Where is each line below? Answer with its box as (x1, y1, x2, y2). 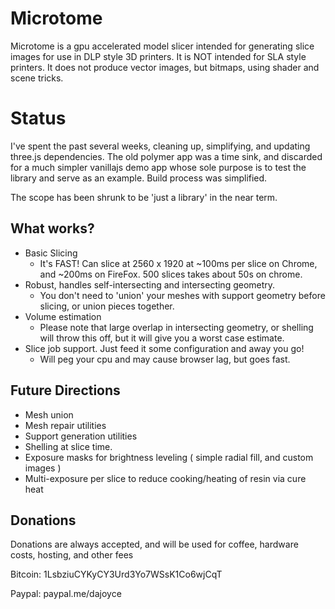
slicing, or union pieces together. (39, 300, 175, 312)
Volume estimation (24, 310, 102, 322)
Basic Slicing (24, 247, 78, 259)
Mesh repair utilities (24, 419, 107, 431)
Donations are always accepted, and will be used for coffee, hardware (10, 538, 299, 551)
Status (10, 107, 67, 130)
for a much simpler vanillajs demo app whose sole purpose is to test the (10, 161, 307, 173)
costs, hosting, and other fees (10, 549, 134, 561)
